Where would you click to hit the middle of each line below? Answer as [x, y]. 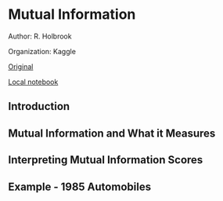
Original [21, 66]
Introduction [39, 106]
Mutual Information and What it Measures [112, 133]
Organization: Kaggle [42, 51]
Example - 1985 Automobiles [79, 186]
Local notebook [33, 82]
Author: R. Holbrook [40, 36]
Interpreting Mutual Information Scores [106, 160]
